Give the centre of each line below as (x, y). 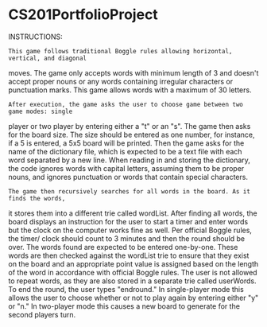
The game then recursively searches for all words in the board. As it (129, 191)
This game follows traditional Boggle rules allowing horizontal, (120, 51)
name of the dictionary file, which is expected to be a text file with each (125, 151)
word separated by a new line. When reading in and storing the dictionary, (129, 160)
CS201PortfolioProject (83, 15)
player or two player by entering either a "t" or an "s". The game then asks (130, 126)
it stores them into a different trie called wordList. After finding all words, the (133, 213)
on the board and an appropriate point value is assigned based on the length (133, 263)
